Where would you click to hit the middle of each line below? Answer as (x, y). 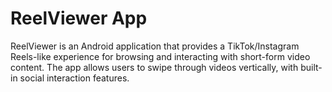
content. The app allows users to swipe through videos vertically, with (154, 67)
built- (311, 67)
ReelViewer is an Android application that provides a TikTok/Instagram (155, 46)
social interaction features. (74, 78)
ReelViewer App (79, 18)
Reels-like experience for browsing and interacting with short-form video (160, 56)
